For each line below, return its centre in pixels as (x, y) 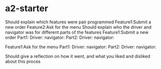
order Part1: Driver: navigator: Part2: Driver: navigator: (60, 37)
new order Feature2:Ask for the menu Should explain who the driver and (78, 27)
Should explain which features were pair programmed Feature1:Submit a (78, 22)
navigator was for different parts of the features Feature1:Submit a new (77, 32)
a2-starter (27, 9)
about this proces (23, 61)
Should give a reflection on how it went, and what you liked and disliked (78, 56)
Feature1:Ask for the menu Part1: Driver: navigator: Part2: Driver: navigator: (81, 47)
